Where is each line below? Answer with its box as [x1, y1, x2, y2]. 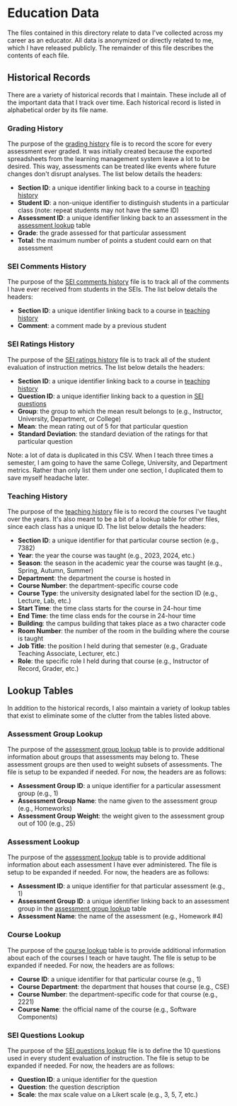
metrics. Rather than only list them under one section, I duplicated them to [7, 466, 224, 474]
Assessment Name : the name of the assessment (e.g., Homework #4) [17, 912, 224, 921]
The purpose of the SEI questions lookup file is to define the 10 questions [7, 1046, 221, 1055]
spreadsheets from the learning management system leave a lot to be [7, 155, 210, 163]
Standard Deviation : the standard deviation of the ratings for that [17, 429, 208, 438]
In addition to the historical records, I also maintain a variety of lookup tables [7, 703, 231, 712]
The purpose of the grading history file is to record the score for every [7, 140, 212, 148]
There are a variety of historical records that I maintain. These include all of [7, 90, 226, 99]
